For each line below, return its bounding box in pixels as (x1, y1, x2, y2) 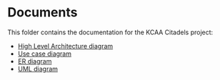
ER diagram (17, 56, 52, 65)
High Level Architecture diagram (17, 41, 114, 50)
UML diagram (17, 64, 59, 73)
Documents (7, 4, 78, 21)
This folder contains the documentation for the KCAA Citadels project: (7, 28, 214, 36)
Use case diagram (17, 49, 71, 58)
